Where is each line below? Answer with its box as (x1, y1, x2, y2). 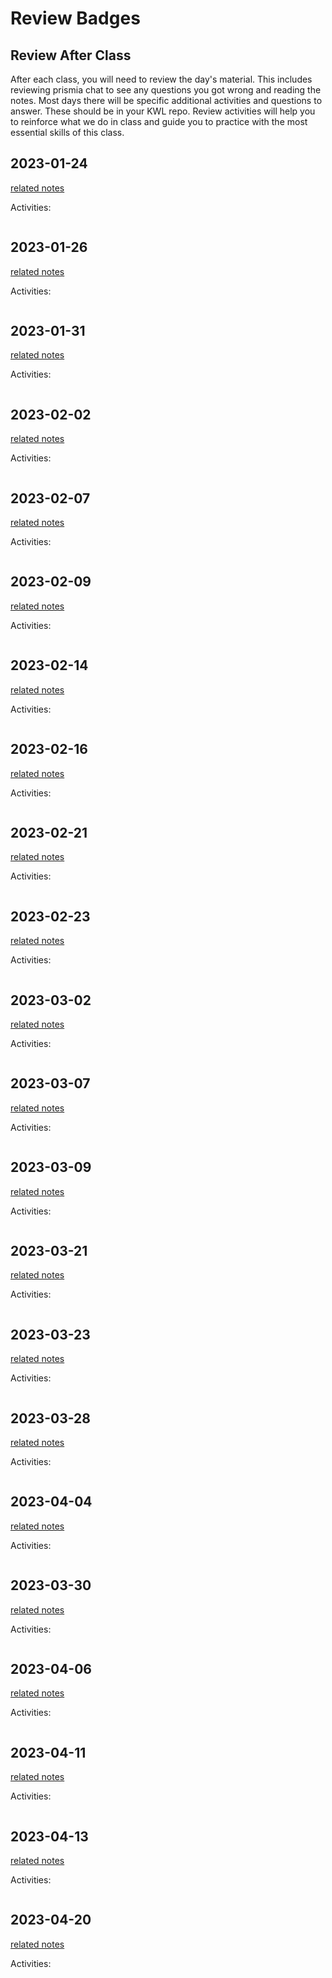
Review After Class (10, 47, 132, 64)
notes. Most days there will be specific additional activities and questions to (10, 95, 323, 106)
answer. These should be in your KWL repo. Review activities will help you (10, 105, 316, 117)
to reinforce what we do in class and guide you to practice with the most (10, 116, 308, 127)
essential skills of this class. (10, 127, 125, 138)
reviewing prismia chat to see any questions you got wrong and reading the (10, 84, 322, 96)
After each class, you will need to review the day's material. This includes (10, 73, 313, 85)
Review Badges (10, 7, 141, 30)
